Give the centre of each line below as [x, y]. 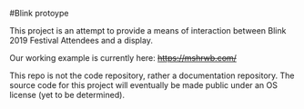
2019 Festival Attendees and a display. [81, 40]
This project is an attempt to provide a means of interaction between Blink [148, 30]
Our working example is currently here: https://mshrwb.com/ [123, 58]
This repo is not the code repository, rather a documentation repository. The [152, 75]
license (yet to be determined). [67, 95]
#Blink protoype [39, 13]
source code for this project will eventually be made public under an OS [144, 85]
